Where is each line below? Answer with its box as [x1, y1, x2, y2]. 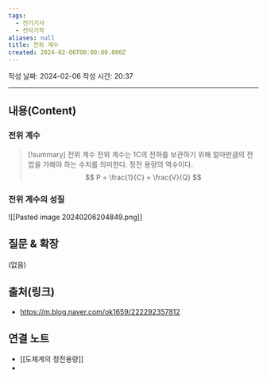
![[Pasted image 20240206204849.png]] [8, 212, 143, 222]
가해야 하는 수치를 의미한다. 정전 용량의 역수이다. [42, 160, 193, 169]
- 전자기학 [15, 26, 45, 34]
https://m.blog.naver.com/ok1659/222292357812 [19, 307, 180, 316]
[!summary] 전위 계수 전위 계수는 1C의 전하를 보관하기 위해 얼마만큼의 [27, 149, 245, 159]
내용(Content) [8, 104, 77, 118]
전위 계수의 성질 [8, 194, 65, 205]
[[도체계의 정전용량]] [19, 354, 84, 364]
